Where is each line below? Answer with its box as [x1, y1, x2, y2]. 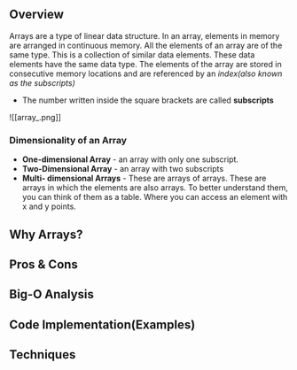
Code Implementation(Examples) [9, 317, 196, 332]
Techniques [9, 347, 76, 362]
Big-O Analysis [9, 287, 95, 302]
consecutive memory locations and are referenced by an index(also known [9, 68, 283, 79]
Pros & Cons [9, 257, 78, 272]
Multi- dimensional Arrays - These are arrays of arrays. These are [21, 173, 267, 184]
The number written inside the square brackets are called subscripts [21, 95, 275, 105]
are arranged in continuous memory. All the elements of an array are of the [9, 40, 283, 50]
